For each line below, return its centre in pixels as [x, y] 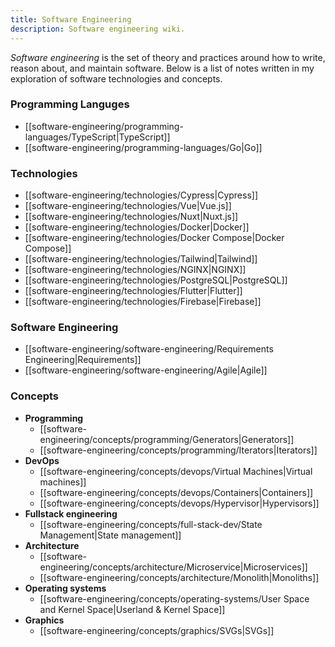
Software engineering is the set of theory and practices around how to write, [168, 57]
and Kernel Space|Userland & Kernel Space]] [132, 609]
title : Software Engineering [71, 19]
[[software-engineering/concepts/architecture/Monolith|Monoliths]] [179, 577]
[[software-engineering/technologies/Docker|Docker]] [137, 227]
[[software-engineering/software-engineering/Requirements [149, 349]
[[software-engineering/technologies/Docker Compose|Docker [154, 238]
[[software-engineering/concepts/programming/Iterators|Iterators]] [178, 450]
